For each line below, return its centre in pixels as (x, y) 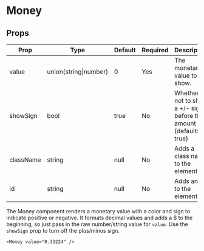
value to (185, 75)
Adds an (186, 181)
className (25, 160)
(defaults (187, 131)
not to (182, 101)
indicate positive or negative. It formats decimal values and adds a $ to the (100, 218)
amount (185, 123)
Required (155, 50)
